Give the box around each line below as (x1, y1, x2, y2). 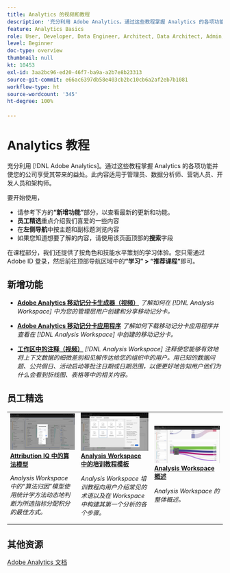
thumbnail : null (7, 55, 53, 62)
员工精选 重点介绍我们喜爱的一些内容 (16, 216, 120, 224)
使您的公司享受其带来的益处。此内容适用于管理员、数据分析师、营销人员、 (7, 170, 217, 178)
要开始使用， (7, 193, 43, 202)
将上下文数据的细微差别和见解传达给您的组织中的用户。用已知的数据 (16, 353, 209, 362)
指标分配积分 (34, 500, 71, 508)
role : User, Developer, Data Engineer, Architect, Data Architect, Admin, (7, 33, 225, 40)
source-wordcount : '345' (7, 91, 78, 97)
